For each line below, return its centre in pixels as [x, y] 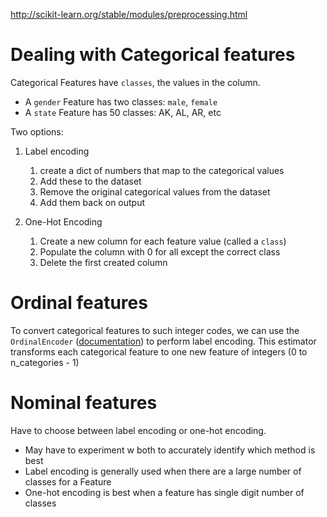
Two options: [37, 131]
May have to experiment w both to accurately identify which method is [170, 450]
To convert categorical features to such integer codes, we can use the [155, 330]
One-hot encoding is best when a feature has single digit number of [164, 492]
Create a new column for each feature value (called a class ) [163, 241]
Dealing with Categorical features [153, 55]
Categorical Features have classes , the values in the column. [135, 82]
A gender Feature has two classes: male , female [121, 101]
